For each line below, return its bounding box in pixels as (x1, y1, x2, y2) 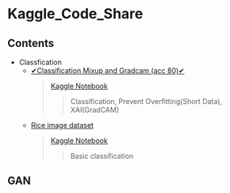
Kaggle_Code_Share (7, 5, 144, 23)
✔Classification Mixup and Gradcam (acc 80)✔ (30, 66, 185, 75)
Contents (7, 37, 55, 50)
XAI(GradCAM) (70, 105, 120, 114)
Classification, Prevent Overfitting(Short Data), (70, 97, 223, 106)
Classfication (18, 57, 63, 67)
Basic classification (70, 152, 134, 160)
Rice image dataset (30, 121, 94, 129)
